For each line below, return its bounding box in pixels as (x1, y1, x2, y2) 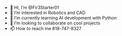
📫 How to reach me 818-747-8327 (9, 26, 82, 31)
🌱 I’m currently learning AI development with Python (9, 15, 117, 20)
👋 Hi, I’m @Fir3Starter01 (9, 5, 59, 10)
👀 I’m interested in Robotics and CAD (9, 10, 86, 16)
